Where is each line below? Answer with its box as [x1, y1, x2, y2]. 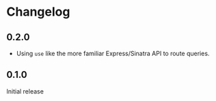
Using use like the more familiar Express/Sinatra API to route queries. [16, 49, 210, 57]
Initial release [6, 87, 44, 96]
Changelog [6, 4, 70, 20]
